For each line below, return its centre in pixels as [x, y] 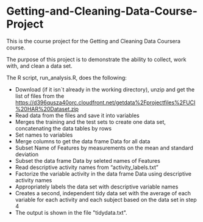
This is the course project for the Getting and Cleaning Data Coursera [94, 41]
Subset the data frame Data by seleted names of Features [87, 160]
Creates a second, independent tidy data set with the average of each [103, 193]
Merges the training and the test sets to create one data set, [90, 122]
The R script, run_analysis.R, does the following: [66, 77]
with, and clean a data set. [39, 66]
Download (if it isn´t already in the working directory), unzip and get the [105, 89]
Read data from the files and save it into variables [77, 115]
